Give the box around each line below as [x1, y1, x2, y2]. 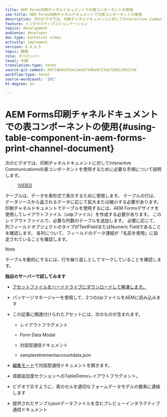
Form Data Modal [19, 332, 56, 338]
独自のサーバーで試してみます [5, 273, 66, 279]
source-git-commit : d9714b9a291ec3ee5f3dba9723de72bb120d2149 [5, 68, 137, 73]
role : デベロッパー [5, 53, 41, 59]
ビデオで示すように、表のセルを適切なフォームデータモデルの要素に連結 [12, 383, 161, 389]
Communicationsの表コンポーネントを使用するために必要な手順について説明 [5, 166, 162, 172]
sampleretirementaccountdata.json [19, 352, 91, 358]
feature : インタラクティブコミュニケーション [5, 21, 88, 26]
